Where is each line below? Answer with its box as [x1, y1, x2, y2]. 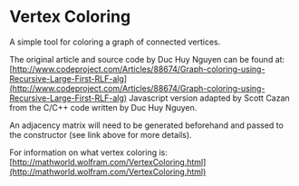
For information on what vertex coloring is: [9, 147, 168, 158]
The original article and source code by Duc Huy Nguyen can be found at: [9, 54, 285, 64]
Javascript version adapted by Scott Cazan [129, 93, 290, 103]
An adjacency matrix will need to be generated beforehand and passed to [9, 120, 284, 131]
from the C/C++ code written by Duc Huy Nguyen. [9, 102, 198, 113]
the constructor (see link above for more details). [9, 129, 192, 140]
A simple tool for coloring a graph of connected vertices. [9, 36, 221, 47]
